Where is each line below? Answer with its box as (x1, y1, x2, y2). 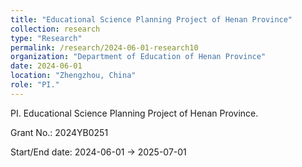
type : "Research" (10, 33, 83, 43)
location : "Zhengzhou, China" (10, 71, 137, 81)
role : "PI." (10, 80, 60, 90)
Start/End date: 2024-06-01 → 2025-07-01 (10, 146, 187, 158)
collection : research (10, 24, 101, 34)
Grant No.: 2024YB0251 (10, 126, 109, 138)
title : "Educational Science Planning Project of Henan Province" (10, 14, 293, 25)
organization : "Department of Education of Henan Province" (10, 52, 267, 62)
